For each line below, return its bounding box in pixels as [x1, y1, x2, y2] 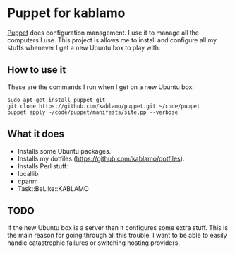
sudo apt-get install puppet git [7, 96, 106, 103]
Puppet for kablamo [7, 5, 126, 21]
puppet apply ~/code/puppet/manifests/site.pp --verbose [7, 108, 179, 116]
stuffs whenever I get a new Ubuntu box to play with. [7, 43, 161, 52]
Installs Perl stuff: [17, 161, 68, 171]
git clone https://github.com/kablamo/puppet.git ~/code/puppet [7, 103, 200, 110]
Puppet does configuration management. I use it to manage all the [7, 28, 200, 37]
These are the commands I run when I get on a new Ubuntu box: [7, 83, 195, 91]
